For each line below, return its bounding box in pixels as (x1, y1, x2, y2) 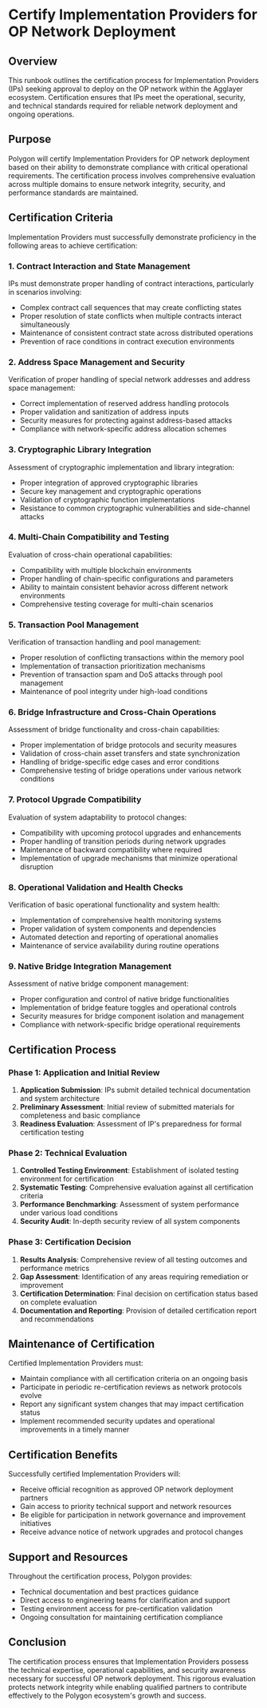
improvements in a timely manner (19, 1424, 130, 1435)
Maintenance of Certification (8, 1337, 155, 1351)
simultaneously (19, 320, 70, 329)
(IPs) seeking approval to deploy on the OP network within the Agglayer (8, 84, 243, 93)
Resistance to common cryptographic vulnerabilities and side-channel (19, 503, 250, 513)
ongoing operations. (8, 109, 75, 119)
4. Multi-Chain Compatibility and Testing (8, 531, 170, 542)
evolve (19, 1391, 42, 1400)
